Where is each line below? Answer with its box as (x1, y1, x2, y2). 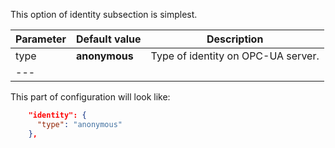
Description (206, 32, 264, 46)
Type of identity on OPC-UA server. (150, 49, 320, 63)
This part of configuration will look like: (10, 91, 171, 103)
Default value (75, 32, 142, 46)
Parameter (15, 32, 67, 46)
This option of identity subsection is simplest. (10, 9, 198, 20)
